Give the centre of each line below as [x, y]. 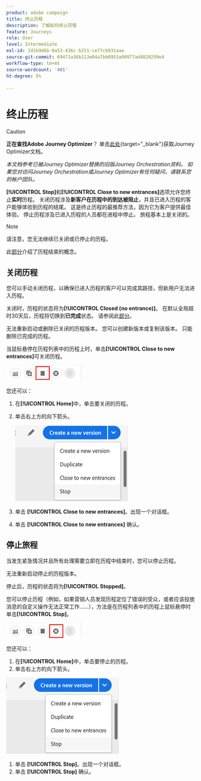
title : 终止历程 [25, 19]
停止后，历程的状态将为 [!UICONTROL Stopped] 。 [68, 586]
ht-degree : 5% [24, 76]
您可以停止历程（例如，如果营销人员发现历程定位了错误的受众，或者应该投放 [100, 599]
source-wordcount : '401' [37, 70]
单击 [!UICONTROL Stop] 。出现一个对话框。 [69, 764]
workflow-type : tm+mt [33, 63]
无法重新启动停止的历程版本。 [43, 573]
